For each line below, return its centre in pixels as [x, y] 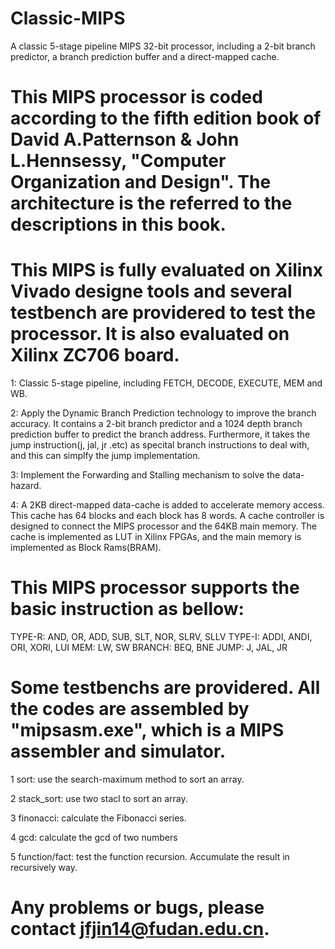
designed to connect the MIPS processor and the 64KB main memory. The [164, 526]
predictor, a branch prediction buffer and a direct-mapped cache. [145, 56]
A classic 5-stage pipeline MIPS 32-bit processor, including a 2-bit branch [163, 46]
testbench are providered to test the [163, 313]
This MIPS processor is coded [136, 97]
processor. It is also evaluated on [150, 334]
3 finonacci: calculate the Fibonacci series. [98, 818]
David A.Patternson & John [125, 139]
